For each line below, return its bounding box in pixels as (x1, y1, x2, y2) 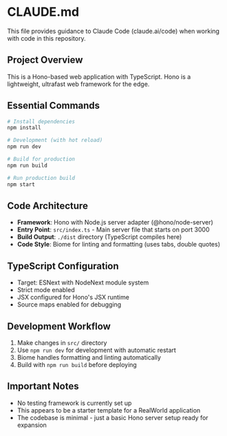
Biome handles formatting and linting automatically (17, 353, 162, 362)
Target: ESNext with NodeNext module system (17, 278, 149, 287)
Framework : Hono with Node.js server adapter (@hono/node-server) (17, 218, 213, 227)
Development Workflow (7, 320, 111, 332)
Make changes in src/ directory (17, 339, 107, 346)
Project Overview (7, 54, 83, 66)
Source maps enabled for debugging (17, 300, 122, 309)
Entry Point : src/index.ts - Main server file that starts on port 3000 (17, 225, 210, 234)
